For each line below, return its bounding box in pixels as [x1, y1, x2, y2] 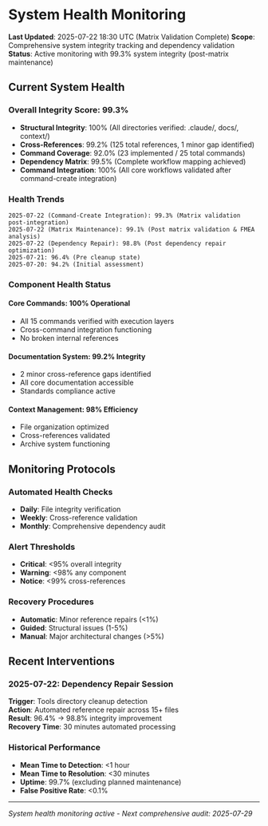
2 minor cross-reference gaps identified [19, 370, 152, 379]
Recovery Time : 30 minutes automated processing [8, 722, 176, 732]
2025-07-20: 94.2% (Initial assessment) [8, 260, 145, 268]
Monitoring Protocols [8, 462, 116, 476]
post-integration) [8, 218, 69, 227]
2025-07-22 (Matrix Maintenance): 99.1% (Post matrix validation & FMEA [8, 225, 255, 233]
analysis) [8, 232, 41, 240]
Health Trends [8, 193, 65, 204]
